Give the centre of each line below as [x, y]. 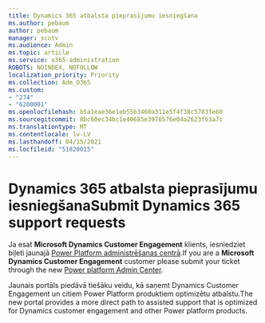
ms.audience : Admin [41, 45]
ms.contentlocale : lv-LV [49, 134]
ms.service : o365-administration [64, 61]
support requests [67, 222]
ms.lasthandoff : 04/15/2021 [55, 142]
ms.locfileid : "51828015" [51, 149]
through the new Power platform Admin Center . [86, 270]
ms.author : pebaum [39, 23]
